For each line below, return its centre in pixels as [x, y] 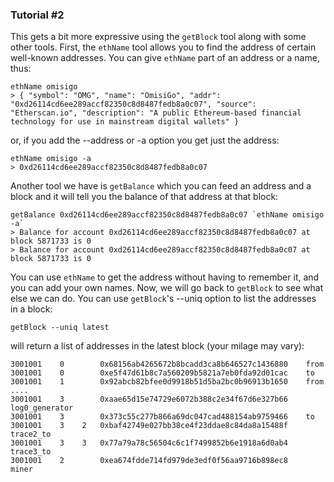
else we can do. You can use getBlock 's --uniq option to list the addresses [163, 299]
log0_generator [42, 408]
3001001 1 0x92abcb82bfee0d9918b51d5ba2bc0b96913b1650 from [167, 382]
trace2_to [31, 434]
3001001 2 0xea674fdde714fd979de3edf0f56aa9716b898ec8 [149, 461]
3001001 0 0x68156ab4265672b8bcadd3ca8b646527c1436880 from [167, 364]
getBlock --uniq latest [60, 328]
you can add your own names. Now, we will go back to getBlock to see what [167, 288]
